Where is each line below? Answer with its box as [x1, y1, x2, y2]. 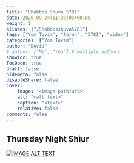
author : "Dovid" [6, 43, 47, 49]
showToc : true [6, 54, 42, 60]
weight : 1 [6, 20, 32, 26]
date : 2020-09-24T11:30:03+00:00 [6, 15, 91, 21]
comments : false [6, 111, 47, 117]
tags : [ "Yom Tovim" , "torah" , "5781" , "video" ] [6, 32, 129, 38]
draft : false [6, 65, 39, 72]
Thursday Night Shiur [6, 134, 90, 144]
